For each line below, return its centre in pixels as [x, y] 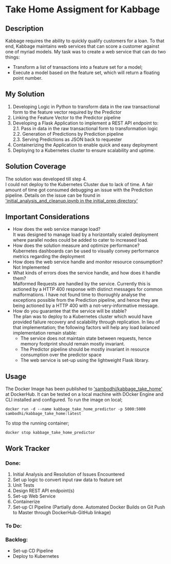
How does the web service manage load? [56, 229]
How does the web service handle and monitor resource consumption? [88, 262]
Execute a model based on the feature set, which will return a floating [86, 72]
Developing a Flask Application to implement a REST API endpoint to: [85, 123]
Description [24, 29]
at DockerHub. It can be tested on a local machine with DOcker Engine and [84, 394]
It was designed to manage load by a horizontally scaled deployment [85, 234]
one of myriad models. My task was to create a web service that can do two [85, 52]
